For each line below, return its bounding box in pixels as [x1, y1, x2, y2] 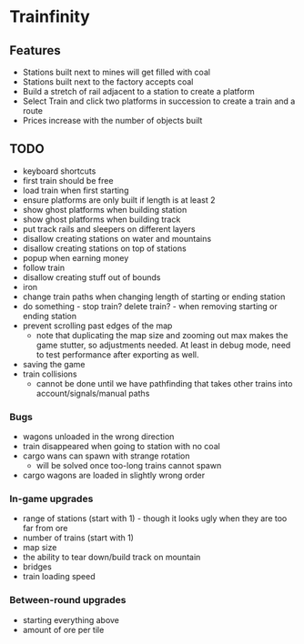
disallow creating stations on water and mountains [22, 233, 212, 244]
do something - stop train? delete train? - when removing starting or [22, 300, 278, 311]
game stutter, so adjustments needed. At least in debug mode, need [35, 339, 291, 350]
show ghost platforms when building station [22, 204, 187, 215]
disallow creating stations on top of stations [22, 243, 187, 254]
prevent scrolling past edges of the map [22, 320, 173, 331]
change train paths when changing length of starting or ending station [22, 291, 286, 302]
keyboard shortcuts [22, 166, 96, 176]
